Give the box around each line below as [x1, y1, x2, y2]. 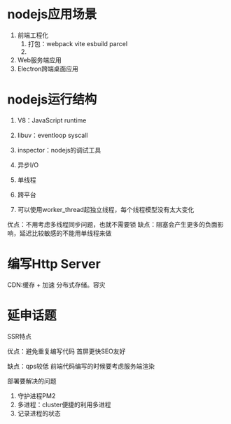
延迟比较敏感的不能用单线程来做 [19, 229, 112, 237]
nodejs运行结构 [7, 92, 97, 108]
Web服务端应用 [17, 55, 62, 64]
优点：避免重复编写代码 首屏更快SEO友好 [7, 347, 126, 355]
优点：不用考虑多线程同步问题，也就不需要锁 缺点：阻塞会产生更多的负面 [7, 220, 218, 228]
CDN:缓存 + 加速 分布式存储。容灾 [7, 281, 106, 289]
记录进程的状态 [17, 409, 61, 417]
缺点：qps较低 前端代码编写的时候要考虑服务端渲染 [7, 362, 155, 370]
